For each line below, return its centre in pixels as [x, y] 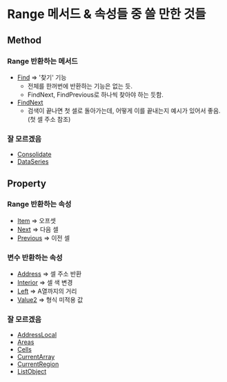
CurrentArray [36, 357]
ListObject [32, 372]
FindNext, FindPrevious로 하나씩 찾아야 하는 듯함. [96, 95]
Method [24, 40]
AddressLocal [37, 335]
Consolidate [34, 154]
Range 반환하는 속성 [39, 204]
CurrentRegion [38, 364]
